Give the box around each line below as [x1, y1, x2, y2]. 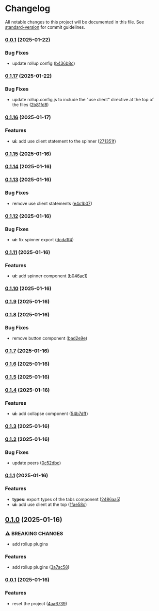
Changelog [5, 3, 50, 14]
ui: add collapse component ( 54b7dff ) [12, 411, 88, 416]
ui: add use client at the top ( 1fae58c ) [12, 502, 87, 507]
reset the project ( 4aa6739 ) [12, 600, 67, 606]
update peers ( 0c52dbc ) [12, 460, 62, 466]
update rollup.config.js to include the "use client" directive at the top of [12, 97, 154, 103]
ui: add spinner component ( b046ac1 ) [12, 273, 88, 279]
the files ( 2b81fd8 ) [12, 102, 49, 108]
